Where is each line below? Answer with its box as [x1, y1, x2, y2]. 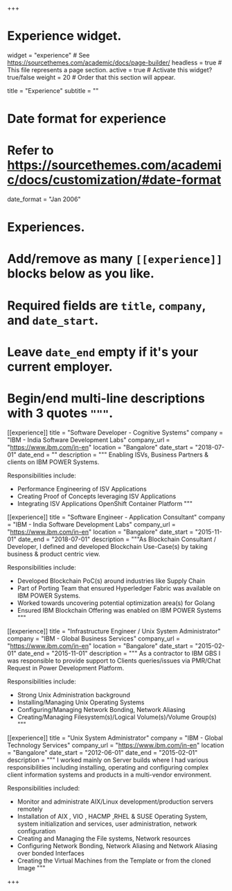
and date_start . [7, 312, 99, 328]
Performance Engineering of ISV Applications [17, 484, 147, 493]
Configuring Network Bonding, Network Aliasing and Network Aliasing [17, 841, 218, 850]
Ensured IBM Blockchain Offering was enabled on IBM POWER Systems [17, 606, 222, 614]
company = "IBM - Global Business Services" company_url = [7, 634, 180, 643]
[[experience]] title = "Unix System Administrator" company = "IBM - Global [7, 733, 224, 742]
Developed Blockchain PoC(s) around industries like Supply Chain [17, 577, 206, 585]
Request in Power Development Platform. [7, 663, 125, 672]
